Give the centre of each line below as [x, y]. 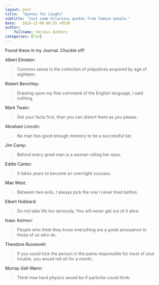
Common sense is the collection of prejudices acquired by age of [82, 69]
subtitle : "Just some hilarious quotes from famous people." [68, 18]
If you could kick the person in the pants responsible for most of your [86, 253]
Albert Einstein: [20, 60]
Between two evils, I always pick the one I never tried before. [78, 192]
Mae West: [16, 183]
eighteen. [26, 74]
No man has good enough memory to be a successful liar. [74, 136]
